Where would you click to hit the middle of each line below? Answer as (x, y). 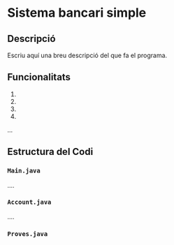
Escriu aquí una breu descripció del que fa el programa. (87, 55)
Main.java (24, 171)
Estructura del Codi (50, 152)
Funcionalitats (39, 77)
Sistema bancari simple (77, 13)
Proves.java (28, 234)
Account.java (29, 202)
